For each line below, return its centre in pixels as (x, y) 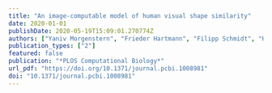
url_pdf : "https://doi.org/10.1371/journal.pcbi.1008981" (108, 69)
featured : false (36, 53)
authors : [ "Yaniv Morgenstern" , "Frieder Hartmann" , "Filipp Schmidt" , (132, 38)
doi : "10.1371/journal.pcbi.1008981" (72, 76)
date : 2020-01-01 (38, 23)
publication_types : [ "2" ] (52, 46)
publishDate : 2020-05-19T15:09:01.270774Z (81, 31)
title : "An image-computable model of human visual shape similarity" (130, 16)
